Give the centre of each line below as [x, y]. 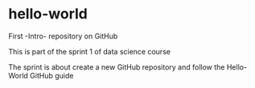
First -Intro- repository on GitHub [63, 36]
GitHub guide [51, 75]
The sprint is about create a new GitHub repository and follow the [117, 67]
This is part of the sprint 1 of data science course [90, 51]
